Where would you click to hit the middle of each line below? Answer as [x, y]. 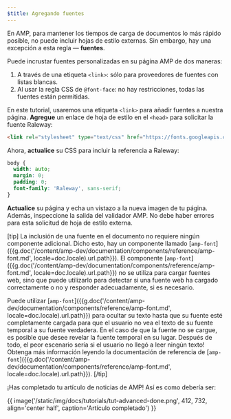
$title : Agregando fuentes [46, 13]
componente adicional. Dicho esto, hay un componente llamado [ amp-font [112, 243]
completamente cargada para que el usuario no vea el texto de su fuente [110, 323]
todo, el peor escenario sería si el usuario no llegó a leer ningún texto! [106, 345]
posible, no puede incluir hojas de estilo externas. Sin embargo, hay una [109, 40]
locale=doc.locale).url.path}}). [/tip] [57, 374]
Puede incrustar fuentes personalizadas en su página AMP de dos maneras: [115, 61]
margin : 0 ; [29, 176]
